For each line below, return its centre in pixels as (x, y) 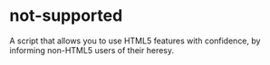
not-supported (66, 16)
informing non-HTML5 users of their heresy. (92, 50)
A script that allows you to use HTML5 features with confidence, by (135, 41)
